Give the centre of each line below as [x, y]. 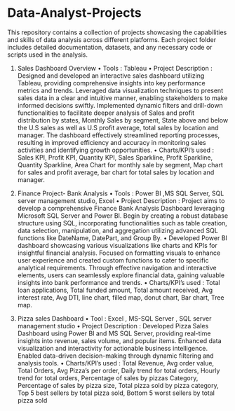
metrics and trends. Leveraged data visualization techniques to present [120, 90]
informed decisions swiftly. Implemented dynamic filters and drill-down [120, 105]
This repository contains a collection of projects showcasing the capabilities [117, 32]
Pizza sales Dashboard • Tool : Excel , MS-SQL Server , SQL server [114, 318]
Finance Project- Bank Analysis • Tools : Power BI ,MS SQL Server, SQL [121, 193]
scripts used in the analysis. [47, 55]
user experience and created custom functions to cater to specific [113, 260]
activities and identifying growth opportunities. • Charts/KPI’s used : [115, 150]
